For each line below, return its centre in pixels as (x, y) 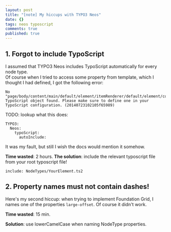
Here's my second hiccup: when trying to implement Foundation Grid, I (79, 199)
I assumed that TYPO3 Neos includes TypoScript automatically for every (81, 66)
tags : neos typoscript (29, 24)
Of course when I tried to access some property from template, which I (80, 77)
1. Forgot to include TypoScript (55, 54)
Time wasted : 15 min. (28, 214)
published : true (22, 34)
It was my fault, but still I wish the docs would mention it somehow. (75, 146)
